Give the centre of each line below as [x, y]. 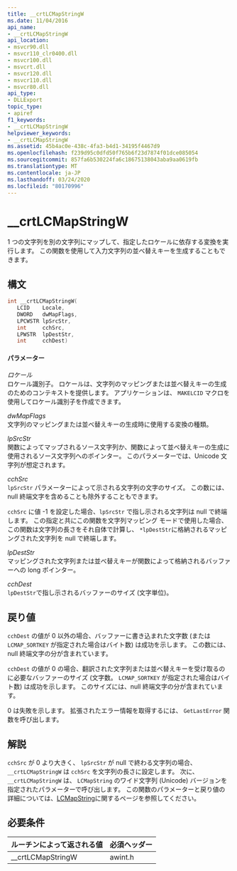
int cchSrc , [41, 328]
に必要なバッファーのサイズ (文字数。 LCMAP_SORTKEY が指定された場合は [112, 678]
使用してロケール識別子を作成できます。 [66, 402]
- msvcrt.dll [27, 67]
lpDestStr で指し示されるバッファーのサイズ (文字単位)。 [90, 593]
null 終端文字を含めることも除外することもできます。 [84, 496]
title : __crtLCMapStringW [45, 14]
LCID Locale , [41, 308]
